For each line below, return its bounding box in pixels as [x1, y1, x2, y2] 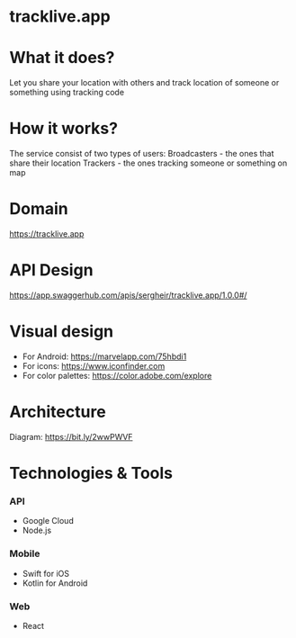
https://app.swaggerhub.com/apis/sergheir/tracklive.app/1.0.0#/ [9, 290, 247, 301]
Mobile [9, 547, 40, 560]
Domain [9, 199, 69, 220]
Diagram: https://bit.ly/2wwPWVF [9, 431, 133, 442]
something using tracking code [9, 87, 124, 98]
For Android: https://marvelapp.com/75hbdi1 [22, 351, 187, 362]
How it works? [9, 119, 119, 139]
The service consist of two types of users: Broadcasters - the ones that [9, 148, 274, 159]
